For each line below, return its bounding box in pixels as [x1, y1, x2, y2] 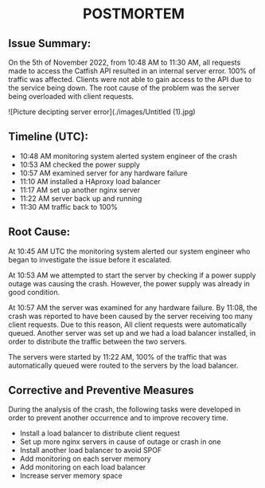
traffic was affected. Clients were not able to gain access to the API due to [8, 75, 252, 84]
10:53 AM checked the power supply [19, 159, 141, 169]
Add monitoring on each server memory [19, 454, 151, 463]
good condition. [8, 287, 60, 297]
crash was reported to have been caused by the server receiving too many [8, 311, 253, 321]
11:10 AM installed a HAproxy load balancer [19, 176, 161, 186]
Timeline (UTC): [8, 130, 89, 144]
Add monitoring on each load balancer [19, 462, 146, 472]
